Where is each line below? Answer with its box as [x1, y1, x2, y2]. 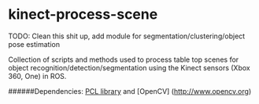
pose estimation [8, 39, 61, 48]
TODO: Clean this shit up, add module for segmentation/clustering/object [8, 31, 246, 41]
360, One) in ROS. [8, 71, 67, 81]
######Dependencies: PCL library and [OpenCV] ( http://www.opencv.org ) [8, 86, 252, 95]
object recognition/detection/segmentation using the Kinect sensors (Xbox [8, 63, 250, 72]
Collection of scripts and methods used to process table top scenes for [8, 55, 239, 64]
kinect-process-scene [8, 5, 158, 23]
